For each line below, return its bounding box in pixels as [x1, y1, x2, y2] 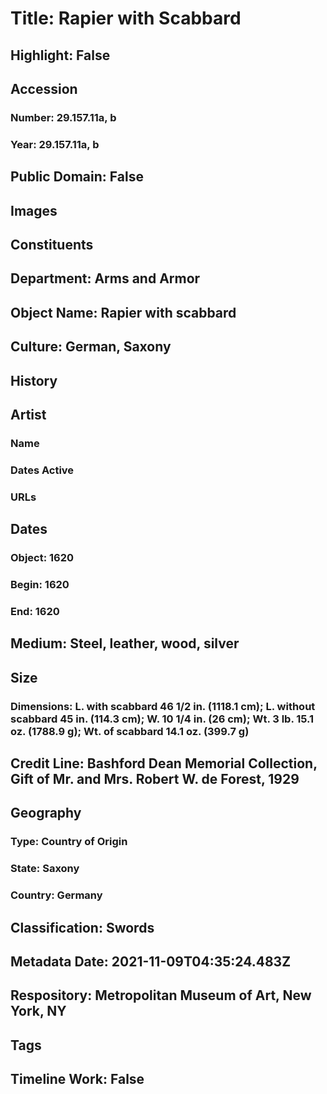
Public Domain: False [10, 168, 144, 186]
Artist [10, 406, 47, 423]
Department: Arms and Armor [10, 270, 201, 287]
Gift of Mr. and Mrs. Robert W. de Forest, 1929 [10, 770, 300, 787]
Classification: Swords [10, 919, 155, 936]
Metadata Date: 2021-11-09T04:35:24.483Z [10, 953, 292, 970]
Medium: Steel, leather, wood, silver [10, 635, 240, 652]
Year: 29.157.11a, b [10, 137, 100, 151]
